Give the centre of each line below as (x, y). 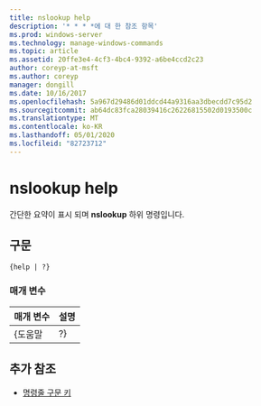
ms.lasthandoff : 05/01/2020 (62, 135)
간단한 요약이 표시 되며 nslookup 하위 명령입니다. (97, 214)
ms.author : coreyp (44, 77)
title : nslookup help (50, 18)
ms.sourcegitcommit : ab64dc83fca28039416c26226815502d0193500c (131, 110)
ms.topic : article (44, 51)
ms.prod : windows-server (56, 34)
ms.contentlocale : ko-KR (56, 127)
